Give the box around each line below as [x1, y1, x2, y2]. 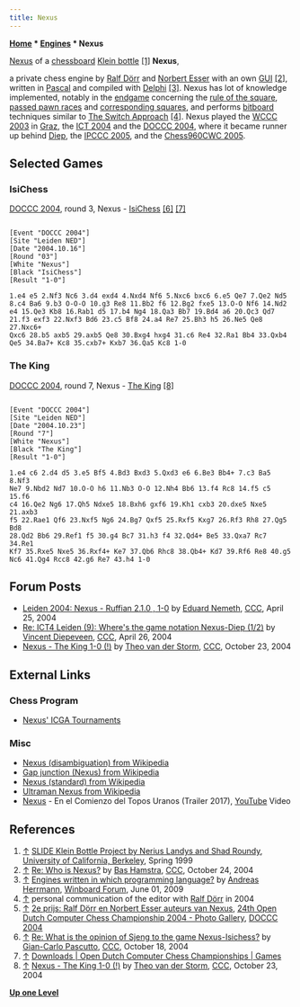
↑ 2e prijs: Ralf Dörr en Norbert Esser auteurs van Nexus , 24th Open [22, 903, 277, 913]
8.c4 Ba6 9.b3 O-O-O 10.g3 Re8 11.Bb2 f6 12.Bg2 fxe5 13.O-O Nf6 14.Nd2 [9, 299, 287, 308]
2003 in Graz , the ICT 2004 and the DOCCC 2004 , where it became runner [9, 120, 287, 131]
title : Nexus [9, 13, 58, 22]
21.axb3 [9, 507, 39, 517]
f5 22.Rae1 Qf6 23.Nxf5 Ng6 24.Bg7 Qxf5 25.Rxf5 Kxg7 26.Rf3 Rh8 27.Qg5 [9, 515, 287, 524]
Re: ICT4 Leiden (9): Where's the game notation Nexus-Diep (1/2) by [22, 622, 276, 633]
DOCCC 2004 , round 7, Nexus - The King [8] [9, 379, 174, 391]
